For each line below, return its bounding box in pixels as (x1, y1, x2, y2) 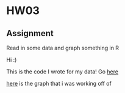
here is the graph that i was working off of (6, 80, 112, 87)
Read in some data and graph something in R (6, 44, 120, 51)
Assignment (6, 28, 54, 39)
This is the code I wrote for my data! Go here (6, 68, 119, 75)
